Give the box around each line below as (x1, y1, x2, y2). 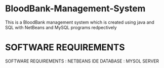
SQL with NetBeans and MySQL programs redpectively (5, 24, 117, 30)
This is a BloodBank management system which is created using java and (5, 19, 155, 25)
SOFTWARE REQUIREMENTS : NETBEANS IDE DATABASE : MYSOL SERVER (5, 58, 159, 64)
